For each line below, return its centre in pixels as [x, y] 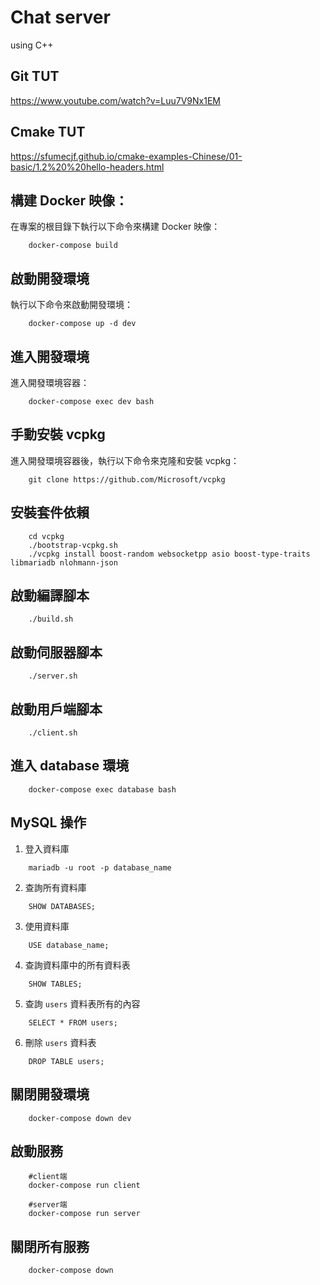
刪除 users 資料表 [60, 1042]
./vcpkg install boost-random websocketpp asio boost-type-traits [169, 554]
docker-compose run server [84, 1214]
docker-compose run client [84, 1186]
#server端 [48, 1205]
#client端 [48, 1177]
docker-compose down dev [80, 1118]
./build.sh [51, 619]
